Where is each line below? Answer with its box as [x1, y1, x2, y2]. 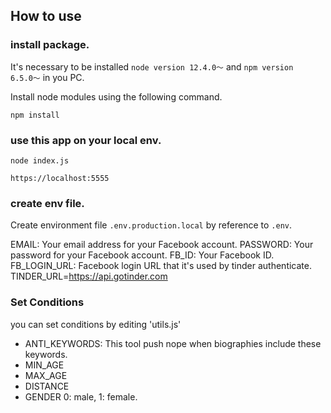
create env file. [10, 196, 85, 210]
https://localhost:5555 [10, 173, 110, 183]
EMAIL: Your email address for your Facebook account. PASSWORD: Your [10, 239, 314, 251]
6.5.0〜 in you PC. [10, 71, 85, 83]
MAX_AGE [24, 369, 68, 381]
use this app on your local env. [10, 133, 162, 147]
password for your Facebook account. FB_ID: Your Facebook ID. [10, 249, 275, 261]
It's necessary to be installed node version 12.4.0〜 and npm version [10, 60, 294, 73]
